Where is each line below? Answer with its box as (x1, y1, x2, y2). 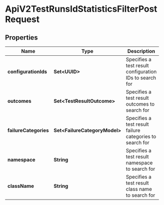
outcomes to (125, 101, 155, 107)
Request (5, 14, 40, 25)
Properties (5, 33, 38, 42)
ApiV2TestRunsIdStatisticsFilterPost (5, 3, 158, 15)
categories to (125, 133, 156, 140)
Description (127, 48, 155, 54)
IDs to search (125, 74, 156, 81)
